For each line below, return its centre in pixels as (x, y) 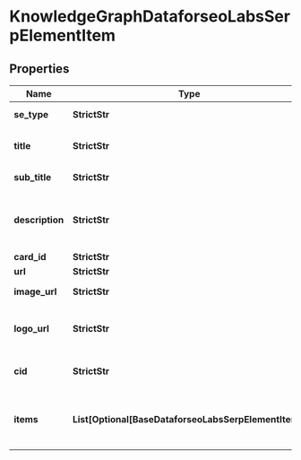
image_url (35, 291)
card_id (30, 257)
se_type (31, 114)
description (39, 220)
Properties (39, 69)
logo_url (31, 329)
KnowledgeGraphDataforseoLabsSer (150, 17)
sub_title (33, 177)
